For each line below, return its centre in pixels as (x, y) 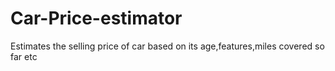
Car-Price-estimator (96, 18)
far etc (24, 56)
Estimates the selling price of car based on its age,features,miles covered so (167, 46)
